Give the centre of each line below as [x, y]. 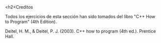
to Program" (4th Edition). [31, 22]
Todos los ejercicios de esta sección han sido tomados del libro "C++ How [80, 16]
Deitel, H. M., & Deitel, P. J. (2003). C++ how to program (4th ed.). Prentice [80, 31]
